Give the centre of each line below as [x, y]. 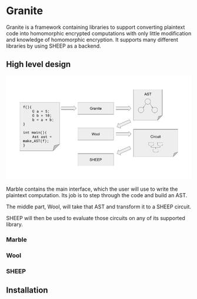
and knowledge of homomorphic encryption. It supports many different [92, 39]
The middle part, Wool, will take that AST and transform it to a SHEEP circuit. [99, 207]
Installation [27, 290]
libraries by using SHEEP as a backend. [54, 46]
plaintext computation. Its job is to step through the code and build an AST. [97, 195]
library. [15, 224]
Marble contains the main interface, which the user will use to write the [92, 189]
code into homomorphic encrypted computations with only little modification [99, 33]
